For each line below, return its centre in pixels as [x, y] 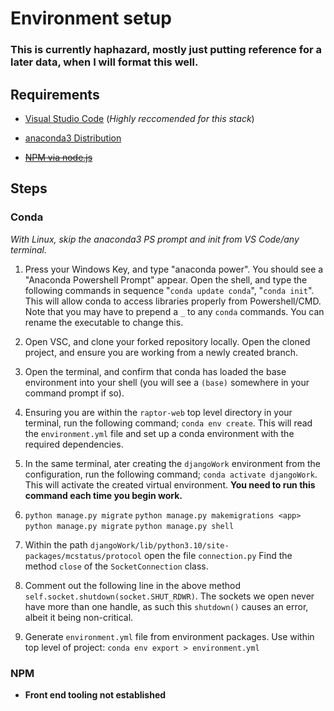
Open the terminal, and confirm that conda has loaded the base [155, 371]
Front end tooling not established [95, 694]
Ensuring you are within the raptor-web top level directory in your [158, 412]
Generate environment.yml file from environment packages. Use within [169, 636]
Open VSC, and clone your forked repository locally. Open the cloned [167, 341]
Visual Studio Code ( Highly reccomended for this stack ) [139, 118]
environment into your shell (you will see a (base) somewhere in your [167, 382]
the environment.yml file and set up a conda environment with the [159, 433]
